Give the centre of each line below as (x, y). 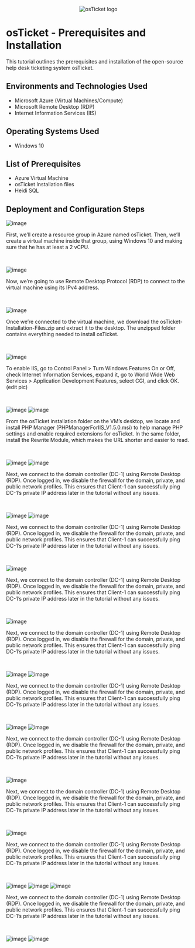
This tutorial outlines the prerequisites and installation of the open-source (95, 61)
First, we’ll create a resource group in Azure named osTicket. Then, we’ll (93, 235)
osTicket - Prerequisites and (76, 33)
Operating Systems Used (53, 131)
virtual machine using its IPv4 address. (53, 287)
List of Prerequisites (44, 164)
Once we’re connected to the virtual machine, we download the (83, 322)
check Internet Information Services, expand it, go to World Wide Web (90, 375)
